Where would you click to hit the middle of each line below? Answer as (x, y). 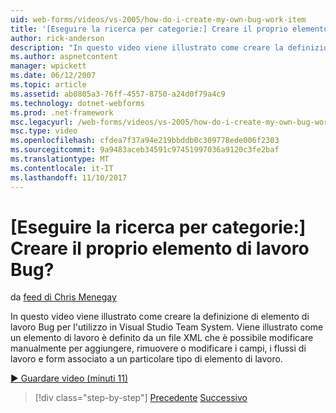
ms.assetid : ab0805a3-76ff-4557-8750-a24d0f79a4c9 (118, 94)
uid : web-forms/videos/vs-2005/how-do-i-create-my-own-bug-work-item (158, 19)
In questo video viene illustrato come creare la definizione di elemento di (160, 317)
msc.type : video (44, 131)
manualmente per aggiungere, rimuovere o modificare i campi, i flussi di (158, 348)
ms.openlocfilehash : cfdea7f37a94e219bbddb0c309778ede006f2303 (145, 141)
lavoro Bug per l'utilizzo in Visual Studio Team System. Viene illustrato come (167, 327)
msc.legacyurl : (42, 122)
